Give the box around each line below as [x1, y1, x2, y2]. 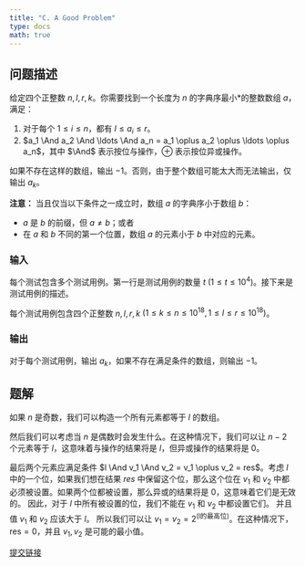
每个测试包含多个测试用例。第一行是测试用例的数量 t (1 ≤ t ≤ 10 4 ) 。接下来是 [9, 275, 294, 288]
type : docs [9, 22, 51, 31]
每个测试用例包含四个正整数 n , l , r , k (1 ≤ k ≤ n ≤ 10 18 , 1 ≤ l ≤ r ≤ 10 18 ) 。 [9, 306, 275, 319]
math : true [9, 30, 51, 39]
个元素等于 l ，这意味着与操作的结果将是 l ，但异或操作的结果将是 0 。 [9, 443, 265, 454]
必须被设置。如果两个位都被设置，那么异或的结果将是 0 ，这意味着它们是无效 [9, 487, 296, 498]
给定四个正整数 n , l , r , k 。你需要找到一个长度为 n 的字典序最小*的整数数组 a [9, 92, 289, 103]
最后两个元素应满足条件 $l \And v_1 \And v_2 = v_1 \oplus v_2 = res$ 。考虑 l [9, 462, 289, 473]
